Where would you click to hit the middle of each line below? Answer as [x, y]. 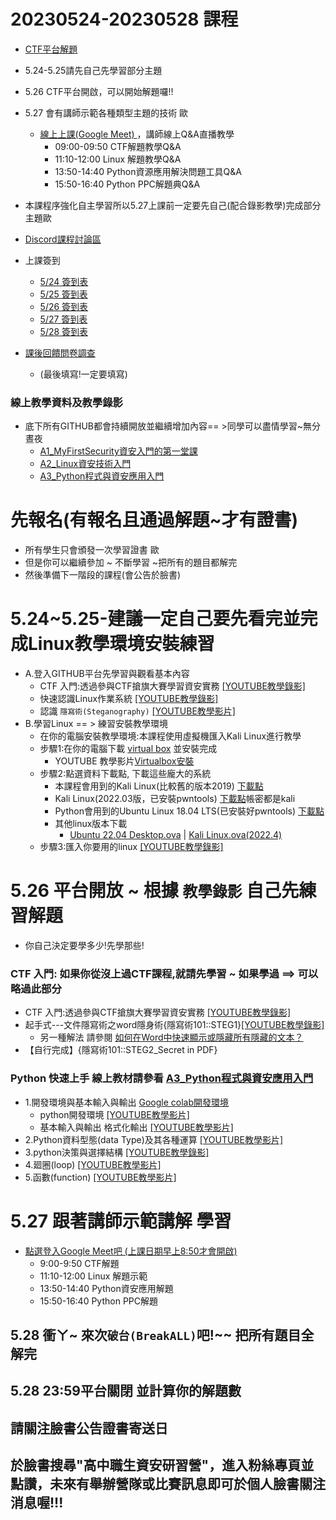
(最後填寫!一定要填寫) [83, 374]
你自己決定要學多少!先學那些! [84, 946]
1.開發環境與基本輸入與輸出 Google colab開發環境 [126, 1102]
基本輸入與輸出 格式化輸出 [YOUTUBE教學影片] [136, 1127]
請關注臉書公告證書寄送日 [89, 1428]
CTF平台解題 [51, 49]
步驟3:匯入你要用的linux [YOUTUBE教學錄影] [131, 847]
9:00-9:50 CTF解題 [79, 1263]
